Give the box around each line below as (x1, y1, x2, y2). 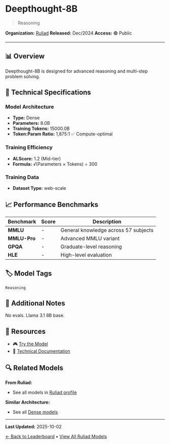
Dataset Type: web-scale (12, 185, 66, 191)
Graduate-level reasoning (60, 243, 122, 250)
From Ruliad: (5, 380, 33, 386)
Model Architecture (5, 104, 54, 111)
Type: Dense (12, 115, 40, 121)
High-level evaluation (60, 251, 112, 258)
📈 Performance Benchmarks (5, 200, 99, 209)
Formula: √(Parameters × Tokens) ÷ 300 (12, 161, 98, 167)
